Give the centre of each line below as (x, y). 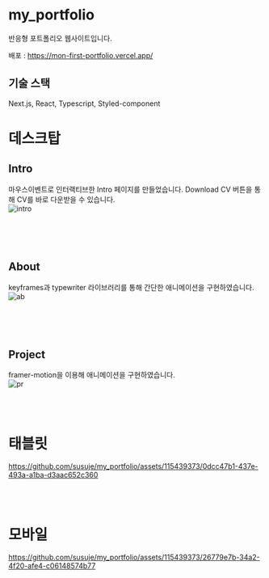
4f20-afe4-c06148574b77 (52, 566)
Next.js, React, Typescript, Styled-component (84, 103)
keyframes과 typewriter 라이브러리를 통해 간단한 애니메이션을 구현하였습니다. (131, 287)
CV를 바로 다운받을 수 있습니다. (66, 199)
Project (27, 354)
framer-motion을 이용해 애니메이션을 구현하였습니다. (92, 375)
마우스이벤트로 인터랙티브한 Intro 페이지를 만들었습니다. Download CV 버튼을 (130, 189)
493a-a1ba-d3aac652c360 (53, 475)
